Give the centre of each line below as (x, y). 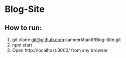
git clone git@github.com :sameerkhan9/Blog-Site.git (66, 39)
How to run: (23, 28)
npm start (22, 45)
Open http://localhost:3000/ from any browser (60, 50)
